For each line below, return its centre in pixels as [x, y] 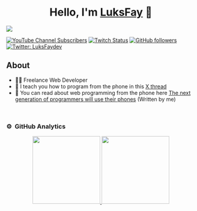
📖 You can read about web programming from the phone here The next [103, 93]
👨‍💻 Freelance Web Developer [51, 80]
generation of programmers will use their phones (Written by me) [95, 99]
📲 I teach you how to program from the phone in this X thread [91, 86]
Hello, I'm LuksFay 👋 [101, 12]
